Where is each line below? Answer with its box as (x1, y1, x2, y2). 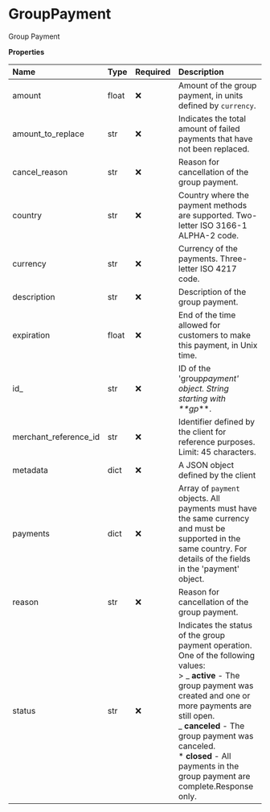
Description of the (178, 286, 247, 297)
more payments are (178, 700, 252, 711)
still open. (178, 710, 215, 721)
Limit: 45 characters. (178, 446, 257, 458)
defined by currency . (178, 100, 256, 111)
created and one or (178, 690, 251, 701)
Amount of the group (178, 80, 257, 91)
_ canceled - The (178, 720, 245, 731)
